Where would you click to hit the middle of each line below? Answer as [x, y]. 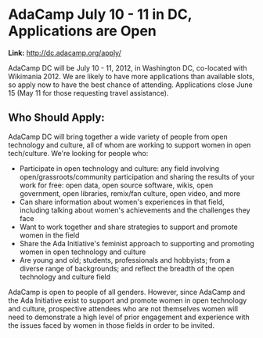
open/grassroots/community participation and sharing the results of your [137, 176]
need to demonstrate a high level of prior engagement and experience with [129, 317]
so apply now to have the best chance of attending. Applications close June [130, 85]
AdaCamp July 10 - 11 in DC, [100, 15]
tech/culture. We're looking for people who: [78, 153]
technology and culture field [65, 277]
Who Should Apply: [57, 118]
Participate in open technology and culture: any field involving [119, 168]
